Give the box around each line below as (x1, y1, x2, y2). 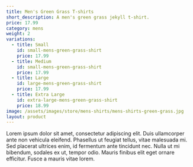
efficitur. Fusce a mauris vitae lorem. (6, 155, 95, 162)
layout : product (6, 114, 46, 119)
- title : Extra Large (11, 92, 65, 97)
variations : (6, 36, 36, 42)
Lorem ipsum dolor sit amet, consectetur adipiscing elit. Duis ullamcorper (6, 130, 185, 137)
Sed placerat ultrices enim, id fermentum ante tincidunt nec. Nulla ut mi (6, 143, 180, 150)
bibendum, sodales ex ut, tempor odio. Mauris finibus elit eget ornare (6, 149, 175, 156)
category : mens (6, 25, 44, 31)
